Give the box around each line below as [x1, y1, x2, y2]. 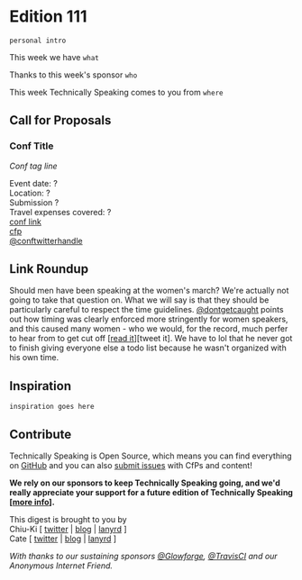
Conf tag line [9, 160, 58, 171]
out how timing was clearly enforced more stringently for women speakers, [9, 313, 288, 325]
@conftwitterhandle [9, 235, 83, 246]
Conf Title [9, 140, 54, 152]
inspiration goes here [9, 403, 95, 412]
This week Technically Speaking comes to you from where [9, 86, 224, 97]
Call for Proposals [9, 113, 112, 128]
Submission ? [9, 196, 59, 208]
